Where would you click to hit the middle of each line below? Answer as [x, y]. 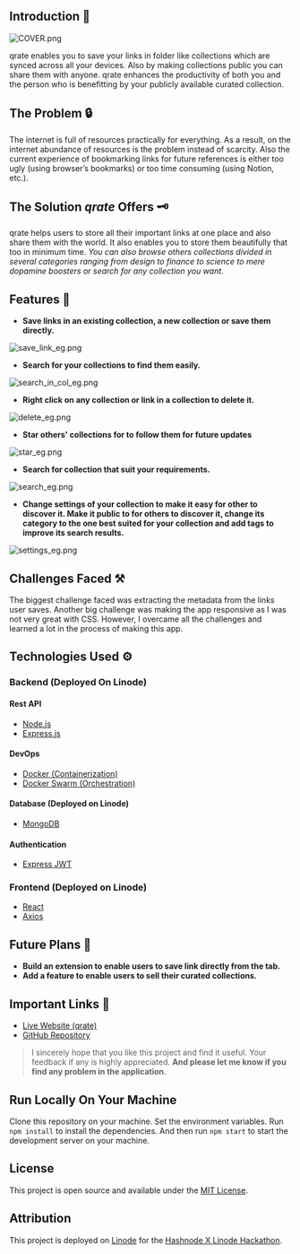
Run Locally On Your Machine [93, 1100]
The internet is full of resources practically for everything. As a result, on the [150, 139]
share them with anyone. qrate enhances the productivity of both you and [145, 74]
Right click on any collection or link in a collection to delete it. [138, 400]
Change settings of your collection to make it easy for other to [140, 504]
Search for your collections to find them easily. [111, 365]
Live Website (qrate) [60, 1026]
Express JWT [47, 864]
